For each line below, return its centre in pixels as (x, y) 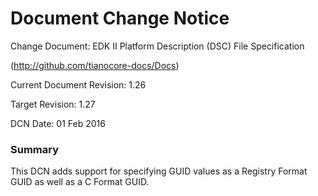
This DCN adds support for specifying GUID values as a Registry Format (159, 171)
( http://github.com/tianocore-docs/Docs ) (95, 65)
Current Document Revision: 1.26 (78, 84)
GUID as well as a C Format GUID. (80, 182)
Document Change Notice (120, 18)
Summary (35, 149)
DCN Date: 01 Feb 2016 (58, 123)
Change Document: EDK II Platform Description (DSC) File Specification (157, 46)
